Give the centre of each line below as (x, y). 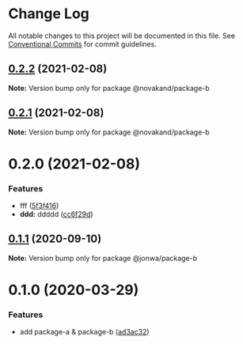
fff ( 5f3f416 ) (39, 206)
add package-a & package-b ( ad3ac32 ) (84, 332)
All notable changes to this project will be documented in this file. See (122, 36)
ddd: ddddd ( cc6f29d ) (56, 214)
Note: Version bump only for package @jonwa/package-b (103, 258)
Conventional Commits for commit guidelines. (82, 43)
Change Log (49, 14)
